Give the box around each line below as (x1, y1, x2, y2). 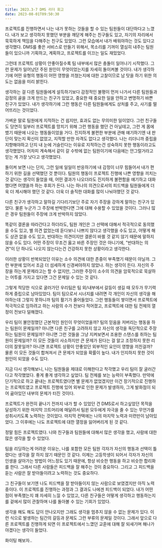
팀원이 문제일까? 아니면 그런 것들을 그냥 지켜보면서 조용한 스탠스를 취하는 (14, 331, 152, 337)
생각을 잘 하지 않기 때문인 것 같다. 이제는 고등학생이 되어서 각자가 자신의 (17, 452, 153, 458)
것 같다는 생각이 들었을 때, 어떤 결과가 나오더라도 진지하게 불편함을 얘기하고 (5, 176, 147, 182)
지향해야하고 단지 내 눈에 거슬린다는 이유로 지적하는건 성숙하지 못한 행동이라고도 (5, 141, 156, 147)
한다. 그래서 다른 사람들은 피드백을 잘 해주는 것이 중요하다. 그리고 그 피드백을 (10, 464, 155, 470)
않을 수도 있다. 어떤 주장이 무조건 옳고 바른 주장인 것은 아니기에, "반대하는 (5, 239, 144, 246)
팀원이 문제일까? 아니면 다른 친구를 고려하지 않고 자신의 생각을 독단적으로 (10, 325, 148, 331)
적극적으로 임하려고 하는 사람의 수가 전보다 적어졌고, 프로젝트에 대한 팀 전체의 (5, 302, 151, 309)
